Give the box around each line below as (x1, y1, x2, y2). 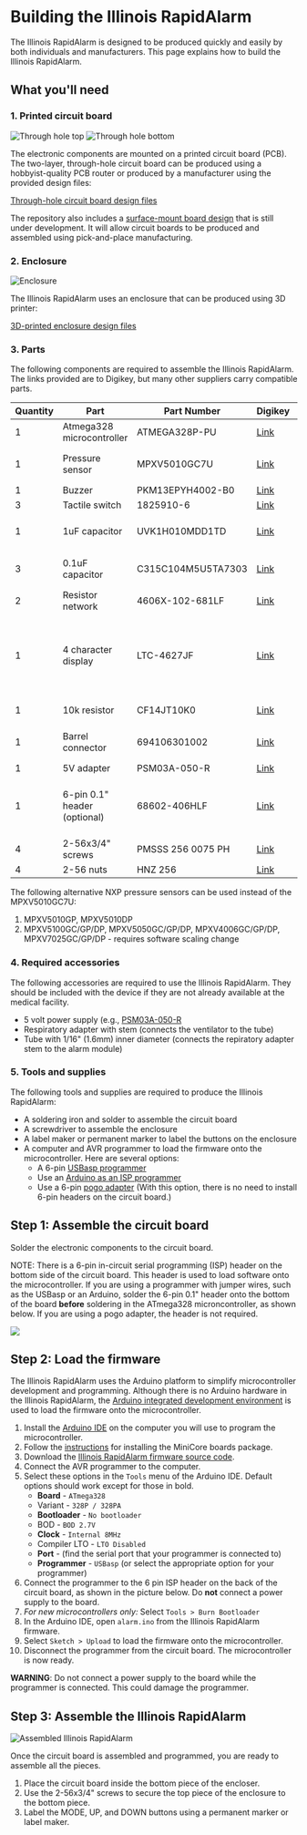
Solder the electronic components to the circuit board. (10, 1242, 214, 1253)
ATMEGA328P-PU (136, 426, 217, 438)
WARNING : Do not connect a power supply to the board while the (10, 1673, 257, 1684)
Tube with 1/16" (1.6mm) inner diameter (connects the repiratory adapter (23, 1033, 295, 1045)
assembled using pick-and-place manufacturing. (10, 232, 194, 242)
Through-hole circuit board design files (10, 194, 158, 206)
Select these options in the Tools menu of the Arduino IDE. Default (23, 1470, 272, 1482)
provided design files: (10, 177, 92, 188)
